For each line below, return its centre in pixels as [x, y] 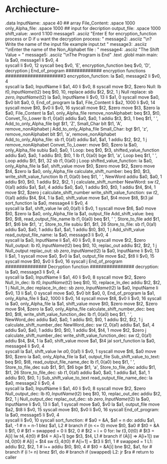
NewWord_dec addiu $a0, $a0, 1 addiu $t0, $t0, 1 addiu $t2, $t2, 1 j [74, 319]
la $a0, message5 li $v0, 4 [32, 415]
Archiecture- [32, 9]
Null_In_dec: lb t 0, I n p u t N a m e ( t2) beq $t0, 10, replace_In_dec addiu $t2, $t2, [83, 282]
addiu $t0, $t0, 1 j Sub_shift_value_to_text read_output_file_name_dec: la [79, 378]
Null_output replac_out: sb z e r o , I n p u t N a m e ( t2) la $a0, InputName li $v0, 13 [82, 251]
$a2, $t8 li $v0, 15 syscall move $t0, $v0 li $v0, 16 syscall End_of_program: [82, 409]
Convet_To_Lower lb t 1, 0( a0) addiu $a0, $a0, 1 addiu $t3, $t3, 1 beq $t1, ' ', [82, 118]
